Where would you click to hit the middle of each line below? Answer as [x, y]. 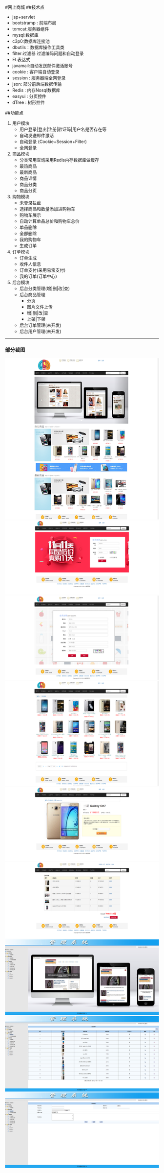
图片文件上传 [40, 307]
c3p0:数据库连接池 [31, 41]
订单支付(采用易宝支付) [42, 270]
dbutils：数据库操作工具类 [38, 47]
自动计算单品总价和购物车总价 [49, 221]
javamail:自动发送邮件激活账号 [42, 66]
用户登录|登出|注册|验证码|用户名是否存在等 [63, 129]
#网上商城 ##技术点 [25, 7]
